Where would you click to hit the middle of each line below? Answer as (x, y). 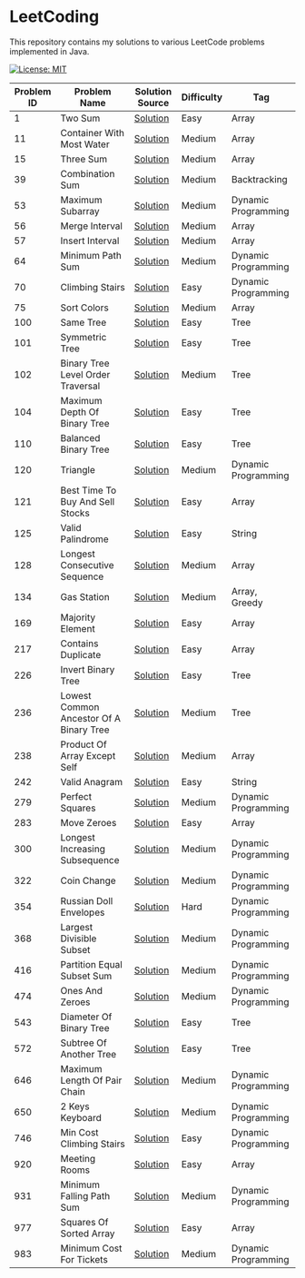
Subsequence (90, 860)
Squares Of (84, 1222)
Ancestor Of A (90, 718)
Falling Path (85, 1195)
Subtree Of (84, 1043)
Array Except (88, 755)
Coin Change (88, 880)
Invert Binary (88, 669)
